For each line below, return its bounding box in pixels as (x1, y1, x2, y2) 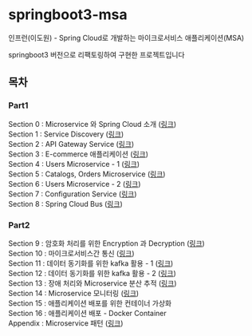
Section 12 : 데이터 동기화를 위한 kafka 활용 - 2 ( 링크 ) (8, 268, 177, 278)
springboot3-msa (8, 6, 128, 24)
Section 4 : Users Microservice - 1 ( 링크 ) (8, 159, 140, 168)
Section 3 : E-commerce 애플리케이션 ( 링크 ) (8, 149, 149, 159)
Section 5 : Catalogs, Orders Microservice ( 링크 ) (8, 169, 166, 179)
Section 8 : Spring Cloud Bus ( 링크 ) (8, 199, 123, 208)
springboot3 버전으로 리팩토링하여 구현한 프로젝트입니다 (8, 49, 185, 59)
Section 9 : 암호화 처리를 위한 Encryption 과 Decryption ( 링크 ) (8, 238, 205, 248)
